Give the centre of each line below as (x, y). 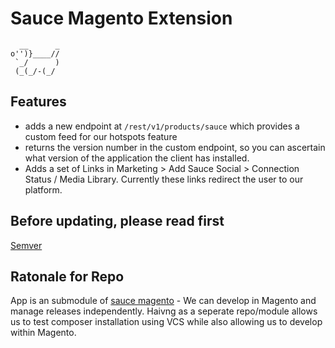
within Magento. (43, 333)
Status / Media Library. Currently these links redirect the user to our (164, 179)
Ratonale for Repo (67, 276)
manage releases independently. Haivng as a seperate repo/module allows (164, 311)
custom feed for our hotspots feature (101, 136)
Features (38, 102)
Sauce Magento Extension (121, 18)
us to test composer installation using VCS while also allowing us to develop (166, 322)
